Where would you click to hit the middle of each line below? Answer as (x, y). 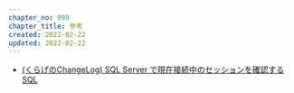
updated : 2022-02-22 (47, 43)
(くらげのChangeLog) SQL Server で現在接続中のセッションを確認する (153, 70)
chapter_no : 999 (39, 18)
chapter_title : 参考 (46, 26)
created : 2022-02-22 (47, 34)
